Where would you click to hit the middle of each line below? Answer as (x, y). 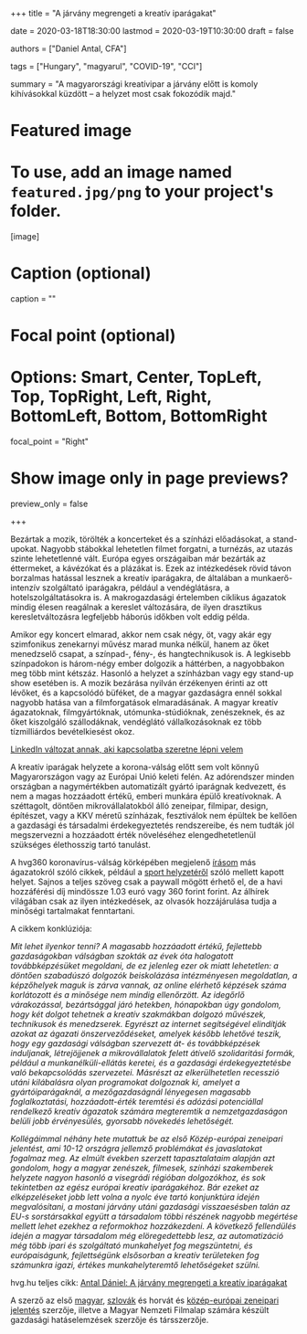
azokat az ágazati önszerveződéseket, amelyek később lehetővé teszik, (146, 1034)
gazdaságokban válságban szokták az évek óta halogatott (122, 956)
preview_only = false (49, 504)
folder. (36, 212)
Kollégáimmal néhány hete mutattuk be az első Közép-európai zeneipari (147, 1139)
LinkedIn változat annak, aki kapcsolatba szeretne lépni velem (127, 749)
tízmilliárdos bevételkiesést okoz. (73, 732)
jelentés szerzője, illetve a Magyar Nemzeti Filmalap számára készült (140, 1310)
